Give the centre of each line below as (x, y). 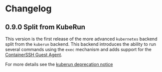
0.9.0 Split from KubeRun (45, 27)
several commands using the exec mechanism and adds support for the (79, 49)
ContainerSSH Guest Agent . (34, 55)
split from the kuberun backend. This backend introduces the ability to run (81, 44)
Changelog (28, 9)
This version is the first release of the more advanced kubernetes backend (81, 39)
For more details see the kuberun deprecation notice (59, 64)
